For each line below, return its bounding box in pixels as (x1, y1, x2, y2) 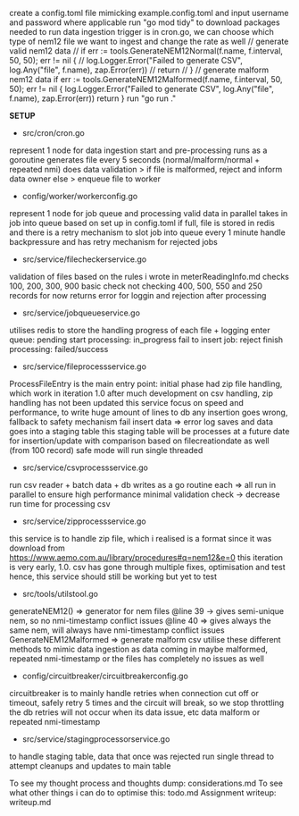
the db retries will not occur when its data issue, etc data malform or (9, 707, 261, 718)
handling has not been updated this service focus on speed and (9, 398, 244, 408)
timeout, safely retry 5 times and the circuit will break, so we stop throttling (9, 697, 285, 708)
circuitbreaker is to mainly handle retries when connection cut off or (9, 688, 259, 698)
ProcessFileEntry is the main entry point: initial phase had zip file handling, (9, 379, 283, 389)
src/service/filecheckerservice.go (21, 254, 147, 265)
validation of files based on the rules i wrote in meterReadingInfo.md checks (9, 272, 290, 282)
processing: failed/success (9, 344, 109, 354)
